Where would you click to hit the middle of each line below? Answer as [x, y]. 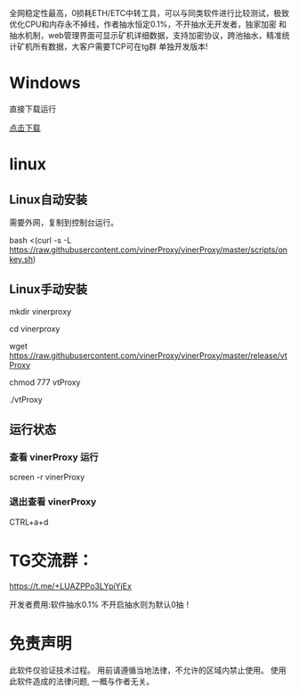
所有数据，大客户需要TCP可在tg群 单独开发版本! [120, 46]
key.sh [21, 259]
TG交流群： [51, 560]
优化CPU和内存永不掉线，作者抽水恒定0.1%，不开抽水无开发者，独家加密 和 [148, 24]
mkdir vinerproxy [40, 311]
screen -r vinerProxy [47, 477]
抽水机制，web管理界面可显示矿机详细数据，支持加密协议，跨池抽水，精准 [145, 35]
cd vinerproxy [35, 329]
